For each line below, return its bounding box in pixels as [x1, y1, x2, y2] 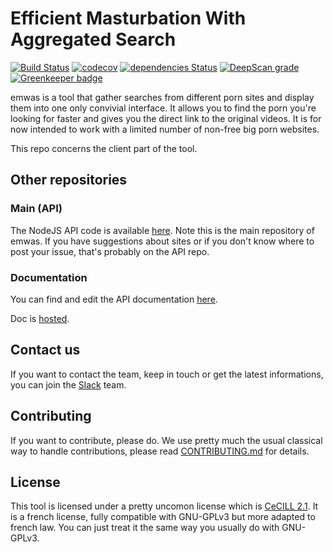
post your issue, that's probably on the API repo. [10, 245, 210, 257]
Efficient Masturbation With [10, 7, 247, 30]
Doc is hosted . [10, 312, 70, 324]
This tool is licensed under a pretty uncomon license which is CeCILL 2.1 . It [10, 500, 319, 512]
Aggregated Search [10, 28, 177, 51]
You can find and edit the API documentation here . [10, 293, 218, 305]
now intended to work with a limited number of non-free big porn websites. [10, 123, 320, 135]
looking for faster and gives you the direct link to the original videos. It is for [10, 112, 322, 124]
